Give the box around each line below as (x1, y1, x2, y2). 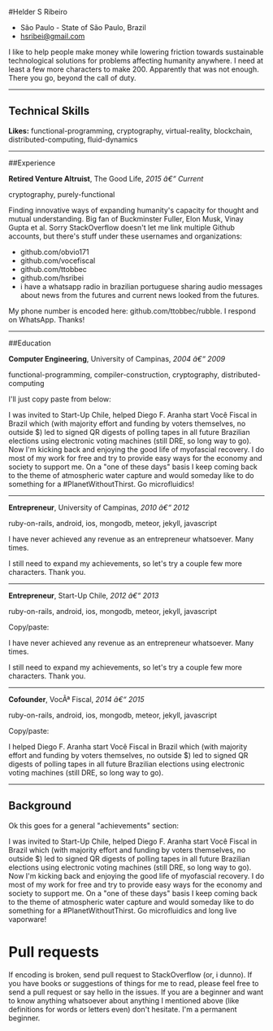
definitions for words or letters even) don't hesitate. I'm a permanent (8, 1004, 237, 1014)
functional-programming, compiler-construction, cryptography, (8, 370, 220, 379)
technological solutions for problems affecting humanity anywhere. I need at (8, 56, 264, 65)
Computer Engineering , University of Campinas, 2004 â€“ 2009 (8, 353, 226, 363)
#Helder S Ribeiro (8, 7, 67, 16)
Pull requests (8, 942, 99, 961)
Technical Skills (8, 104, 90, 118)
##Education (8, 338, 51, 348)
